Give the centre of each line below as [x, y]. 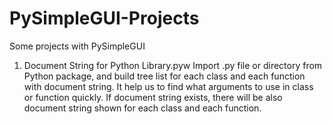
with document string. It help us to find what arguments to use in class [168, 86]
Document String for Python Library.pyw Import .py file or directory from [173, 65]
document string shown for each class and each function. [142, 108]
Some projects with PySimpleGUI [77, 46]
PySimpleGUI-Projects [104, 18]
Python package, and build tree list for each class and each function [164, 76]
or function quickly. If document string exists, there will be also [153, 97]
